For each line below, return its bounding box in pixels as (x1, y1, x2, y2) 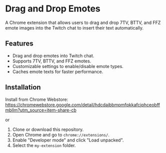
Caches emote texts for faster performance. (12, 68, 103, 74)
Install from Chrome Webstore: (5, 96, 68, 102)
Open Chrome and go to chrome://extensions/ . (12, 131, 110, 137)
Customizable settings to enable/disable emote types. (12, 63, 123, 69)
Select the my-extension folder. (12, 142, 76, 148)
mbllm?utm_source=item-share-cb (5, 107, 76, 113)
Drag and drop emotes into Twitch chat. (12, 52, 94, 58)
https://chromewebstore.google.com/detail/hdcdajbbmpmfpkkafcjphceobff (5, 101, 160, 107)
